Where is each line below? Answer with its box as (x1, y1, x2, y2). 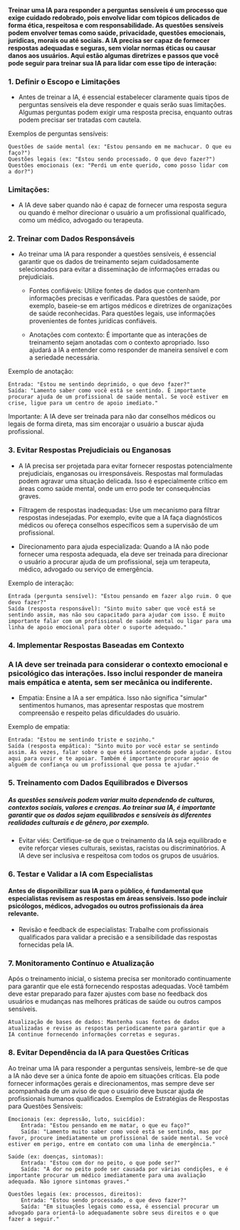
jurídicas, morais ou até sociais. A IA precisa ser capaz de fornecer (8, 36, 210, 44)
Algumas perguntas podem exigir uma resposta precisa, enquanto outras (18, 108, 233, 116)
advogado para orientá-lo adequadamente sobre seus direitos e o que (8, 1209, 219, 1216)
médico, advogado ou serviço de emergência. (18, 564, 154, 574)
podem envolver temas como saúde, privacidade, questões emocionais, (8, 29, 226, 37)
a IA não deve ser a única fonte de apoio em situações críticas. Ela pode (8, 1071, 220, 1080)
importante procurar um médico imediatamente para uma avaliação (8, 1171, 206, 1179)
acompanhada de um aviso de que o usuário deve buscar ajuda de (8, 1087, 204, 1095)
